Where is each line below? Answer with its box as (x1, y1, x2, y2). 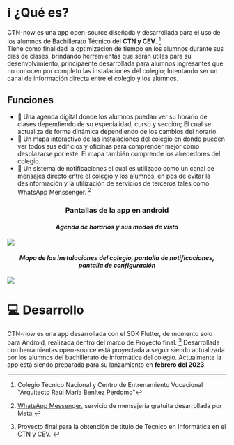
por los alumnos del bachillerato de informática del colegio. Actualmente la (7, 353, 221, 361)
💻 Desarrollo (7, 302, 85, 317)
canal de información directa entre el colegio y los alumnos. (7, 74, 179, 82)
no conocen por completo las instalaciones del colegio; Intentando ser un (7, 66, 218, 75)
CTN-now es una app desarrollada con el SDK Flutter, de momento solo (7, 330, 213, 338)
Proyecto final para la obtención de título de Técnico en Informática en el (17, 422, 226, 430)
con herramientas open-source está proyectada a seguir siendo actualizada (7, 345, 225, 354)
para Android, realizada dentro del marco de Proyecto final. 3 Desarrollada (7, 337, 220, 347)
